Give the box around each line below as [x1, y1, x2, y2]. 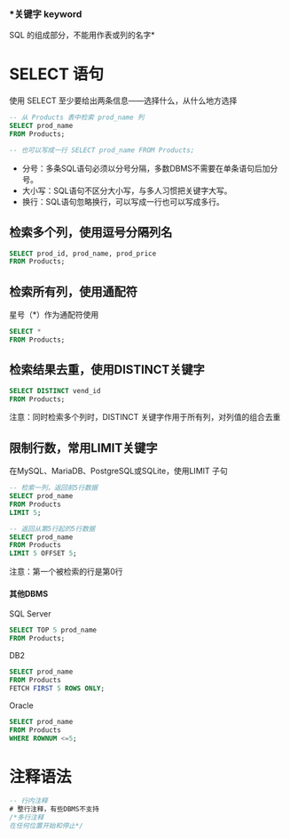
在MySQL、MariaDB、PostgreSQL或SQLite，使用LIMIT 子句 [9, 465, 228, 477]
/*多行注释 [9, 813, 44, 822]
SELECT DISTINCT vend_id [9, 386, 101, 395]
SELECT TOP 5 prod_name [9, 625, 98, 635]
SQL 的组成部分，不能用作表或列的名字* [9, 29, 155, 41]
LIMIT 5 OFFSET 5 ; [9, 549, 77, 558]
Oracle [9, 700, 34, 711]
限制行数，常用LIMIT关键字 [9, 440, 158, 455]
